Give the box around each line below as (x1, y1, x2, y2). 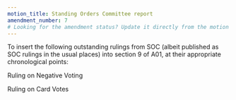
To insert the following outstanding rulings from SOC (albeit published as (7, 43, 219, 51)
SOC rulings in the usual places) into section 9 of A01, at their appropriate (7, 50, 221, 58)
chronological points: (7, 58, 69, 66)
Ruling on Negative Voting (7, 71, 83, 80)
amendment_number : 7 (7, 17, 69, 24)
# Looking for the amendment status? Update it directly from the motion (7, 23, 230, 30)
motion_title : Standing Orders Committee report (7, 10, 153, 18)
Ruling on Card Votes (7, 85, 69, 94)
